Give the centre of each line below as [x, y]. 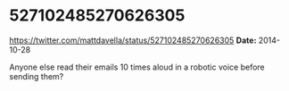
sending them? [37, 76]
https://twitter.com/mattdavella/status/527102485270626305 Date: [133, 40]
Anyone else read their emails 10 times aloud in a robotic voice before [137, 67]
